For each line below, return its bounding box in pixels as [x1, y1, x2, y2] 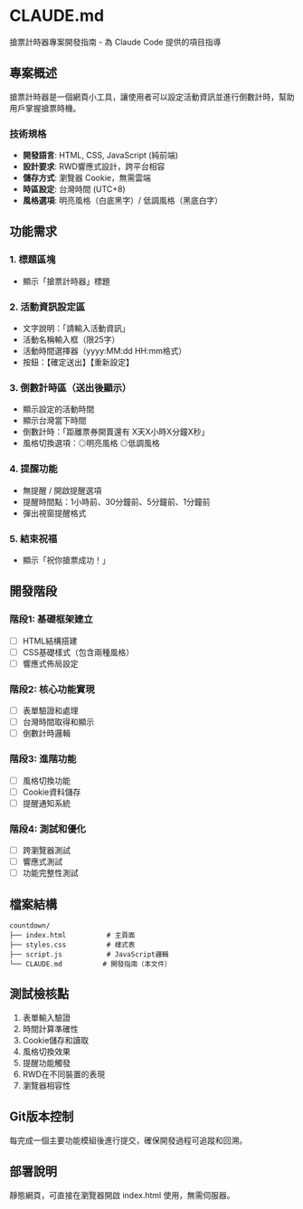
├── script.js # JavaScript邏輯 [9, 950, 169, 959]
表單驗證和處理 [22, 705, 79, 716]
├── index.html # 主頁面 [9, 931, 136, 940]
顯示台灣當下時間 [22, 415, 87, 426]
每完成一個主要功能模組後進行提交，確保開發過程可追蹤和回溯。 [9, 1135, 247, 1146]
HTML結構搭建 [22, 635, 78, 646]
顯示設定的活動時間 [22, 404, 95, 414]
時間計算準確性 [22, 1023, 79, 1034]
